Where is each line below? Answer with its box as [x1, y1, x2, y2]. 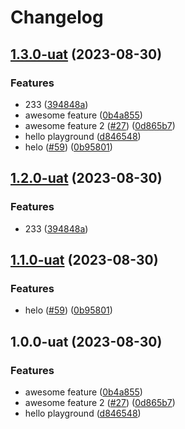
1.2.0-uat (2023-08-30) [10, 170, 163, 187]
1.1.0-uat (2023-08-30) [10, 251, 159, 268]
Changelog [10, 6, 104, 29]
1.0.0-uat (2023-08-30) [10, 333, 163, 350]
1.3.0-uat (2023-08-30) [10, 46, 163, 63]
